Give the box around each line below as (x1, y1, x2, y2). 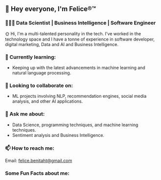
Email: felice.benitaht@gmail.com (5, 157, 72, 163)
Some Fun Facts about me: (5, 170, 69, 177)
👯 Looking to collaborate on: (5, 82, 73, 89)
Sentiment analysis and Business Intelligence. (12, 132, 104, 138)
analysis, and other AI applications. (12, 98, 83, 104)
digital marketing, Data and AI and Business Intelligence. (5, 41, 119, 47)
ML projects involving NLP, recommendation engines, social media (12, 93, 147, 99)
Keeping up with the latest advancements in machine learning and (12, 65, 145, 70)
